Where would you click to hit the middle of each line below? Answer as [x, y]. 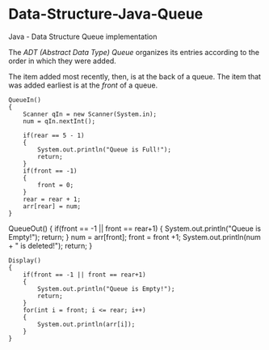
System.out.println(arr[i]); [86, 324]
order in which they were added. [63, 61]
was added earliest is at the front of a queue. [83, 85]
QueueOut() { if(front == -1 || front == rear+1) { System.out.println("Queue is [135, 228]
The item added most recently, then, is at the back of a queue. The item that [134, 76]
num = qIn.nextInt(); [59, 121]
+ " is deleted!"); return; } [50, 245]
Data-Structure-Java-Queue [106, 14]
